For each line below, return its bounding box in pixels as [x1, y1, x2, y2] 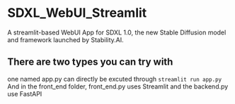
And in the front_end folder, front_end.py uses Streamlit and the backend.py [7, 82, 229, 91]
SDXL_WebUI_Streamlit [7, 5, 147, 21]
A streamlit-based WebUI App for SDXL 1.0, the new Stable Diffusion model [7, 28, 227, 37]
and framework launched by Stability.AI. [7, 35, 124, 44]
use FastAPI [7, 89, 42, 98]
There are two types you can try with [7, 56, 173, 68]
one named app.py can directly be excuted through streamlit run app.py [7, 74, 222, 83]
